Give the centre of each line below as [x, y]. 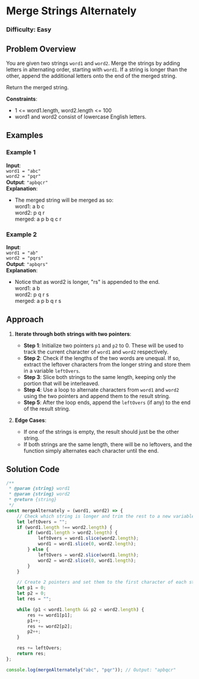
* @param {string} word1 [39, 489]
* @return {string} [33, 500]
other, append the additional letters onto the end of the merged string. [92, 76]
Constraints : [22, 99]
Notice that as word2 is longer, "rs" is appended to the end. [87, 281]
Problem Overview [41, 49]
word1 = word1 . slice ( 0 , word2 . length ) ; [87, 544]
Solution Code [33, 469]
